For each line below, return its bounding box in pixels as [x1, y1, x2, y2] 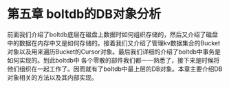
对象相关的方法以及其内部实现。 [7, 73, 98, 81]
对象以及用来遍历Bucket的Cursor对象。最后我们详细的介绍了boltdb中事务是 [7, 47, 221, 56]
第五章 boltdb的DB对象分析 [7, 6, 162, 22]
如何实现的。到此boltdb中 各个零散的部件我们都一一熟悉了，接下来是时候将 [7, 56, 220, 64]
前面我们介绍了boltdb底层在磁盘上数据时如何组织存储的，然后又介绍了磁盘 [7, 30, 219, 38]
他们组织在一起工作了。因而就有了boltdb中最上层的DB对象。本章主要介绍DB [7, 65, 223, 73]
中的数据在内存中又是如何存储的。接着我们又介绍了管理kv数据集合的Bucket [7, 38, 221, 47]
